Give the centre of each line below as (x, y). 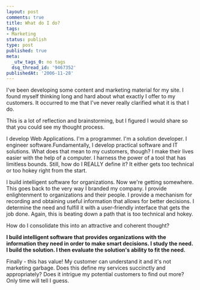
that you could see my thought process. (56, 127)
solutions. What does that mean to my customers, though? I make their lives (100, 152)
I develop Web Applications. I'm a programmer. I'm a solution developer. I (97, 139)
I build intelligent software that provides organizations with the (86, 237)
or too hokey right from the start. (47, 171)
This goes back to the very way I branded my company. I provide (86, 189)
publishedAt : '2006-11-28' (40, 73)
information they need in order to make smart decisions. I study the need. (100, 244)
